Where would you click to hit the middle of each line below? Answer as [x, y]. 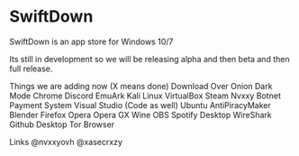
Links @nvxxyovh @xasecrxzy [66, 142]
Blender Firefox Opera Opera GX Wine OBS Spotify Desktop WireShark [140, 115]
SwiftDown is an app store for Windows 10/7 [91, 41]
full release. [31, 69]
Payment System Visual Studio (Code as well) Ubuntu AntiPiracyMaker [140, 105]
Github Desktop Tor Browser [62, 124]
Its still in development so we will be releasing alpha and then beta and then [149, 59]
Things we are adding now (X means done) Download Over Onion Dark [141, 86]
